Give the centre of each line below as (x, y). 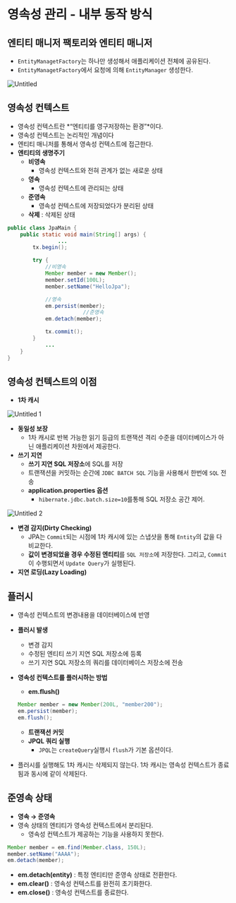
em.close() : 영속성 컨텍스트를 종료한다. (73, 892)
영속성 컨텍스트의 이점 (52, 382)
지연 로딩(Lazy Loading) (52, 572)
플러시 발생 (32, 630)
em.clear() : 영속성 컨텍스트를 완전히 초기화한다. (85, 884)
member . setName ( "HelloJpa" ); (88, 287)
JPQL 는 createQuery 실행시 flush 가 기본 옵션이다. (106, 750)
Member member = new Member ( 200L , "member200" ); (90, 705)
